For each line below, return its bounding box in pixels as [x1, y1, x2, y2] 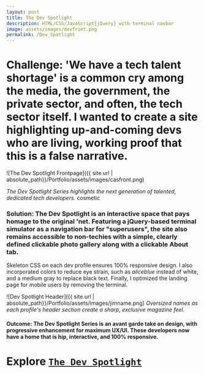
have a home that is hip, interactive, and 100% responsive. [6, 333, 159, 340]
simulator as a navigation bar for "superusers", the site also [6, 225, 188, 233]
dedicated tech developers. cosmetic [6, 194, 100, 202]
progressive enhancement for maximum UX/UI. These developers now [6, 326, 190, 334]
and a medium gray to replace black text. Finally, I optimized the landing [6, 275, 188, 282]
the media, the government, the [6, 84, 170, 98]
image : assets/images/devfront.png [6, 26, 97, 32]
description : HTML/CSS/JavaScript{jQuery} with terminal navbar [6, 20, 174, 26]
